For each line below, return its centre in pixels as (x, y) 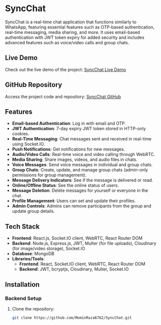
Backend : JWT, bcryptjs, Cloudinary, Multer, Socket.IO (74, 269)
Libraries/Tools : (28, 259)
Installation (22, 284)
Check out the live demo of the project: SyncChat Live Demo (65, 69)
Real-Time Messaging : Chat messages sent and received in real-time (82, 139)
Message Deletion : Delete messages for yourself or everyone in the (80, 190)
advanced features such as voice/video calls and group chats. (67, 42)
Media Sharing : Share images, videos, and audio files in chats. (75, 160)
